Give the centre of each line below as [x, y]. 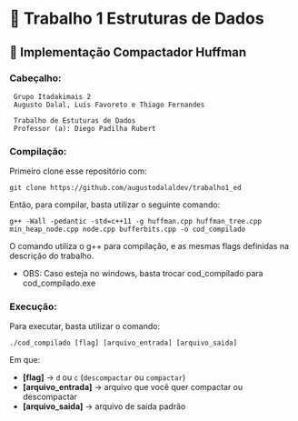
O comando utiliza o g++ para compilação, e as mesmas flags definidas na [149, 246]
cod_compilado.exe [59, 283]
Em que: [25, 360]
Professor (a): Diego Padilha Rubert [84, 128]
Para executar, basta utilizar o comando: [85, 326]
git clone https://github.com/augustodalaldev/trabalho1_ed [126, 188]
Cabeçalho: [35, 78]
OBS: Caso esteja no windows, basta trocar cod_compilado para [143, 274]
